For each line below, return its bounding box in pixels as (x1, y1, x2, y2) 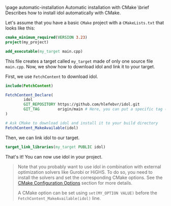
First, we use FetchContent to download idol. (5, 73, 98, 80)
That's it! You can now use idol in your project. (5, 153, 103, 160)
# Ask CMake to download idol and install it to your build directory (5, 120, 158, 125)
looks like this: (5, 25, 36, 31)
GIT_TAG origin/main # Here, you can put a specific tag (23, 107, 163, 112)
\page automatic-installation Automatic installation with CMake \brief (5, 5, 149, 10)
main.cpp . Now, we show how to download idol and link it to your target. (5, 63, 155, 69)
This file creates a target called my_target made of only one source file (5, 58, 154, 64)
